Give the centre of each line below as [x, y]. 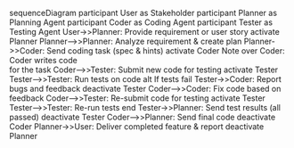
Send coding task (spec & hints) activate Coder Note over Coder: [166, 51]
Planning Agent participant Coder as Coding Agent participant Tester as [141, 22]
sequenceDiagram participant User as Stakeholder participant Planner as [143, 13]
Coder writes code [43, 60]
